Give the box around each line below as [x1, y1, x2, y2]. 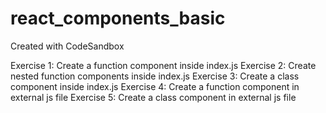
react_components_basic [10, 7, 226, 30]
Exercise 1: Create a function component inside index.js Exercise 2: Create [10, 59, 317, 71]
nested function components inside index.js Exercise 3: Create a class [10, 70, 300, 82]
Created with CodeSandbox [10, 40, 125, 52]
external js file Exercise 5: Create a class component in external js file [10, 91, 297, 103]
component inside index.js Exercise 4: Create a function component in [10, 80, 300, 92]
